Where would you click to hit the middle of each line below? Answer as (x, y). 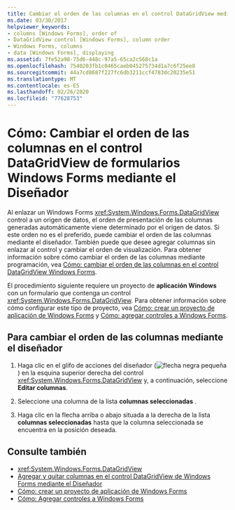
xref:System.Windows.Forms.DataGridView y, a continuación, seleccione (122, 380)
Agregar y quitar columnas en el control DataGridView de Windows (114, 476)
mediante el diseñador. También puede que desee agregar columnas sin (111, 242)
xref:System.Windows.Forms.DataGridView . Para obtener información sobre (117, 300)
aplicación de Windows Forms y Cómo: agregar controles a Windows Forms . (117, 315)
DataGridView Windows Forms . (52, 271)
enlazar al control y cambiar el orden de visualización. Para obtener (104, 249)
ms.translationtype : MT (42, 79)
